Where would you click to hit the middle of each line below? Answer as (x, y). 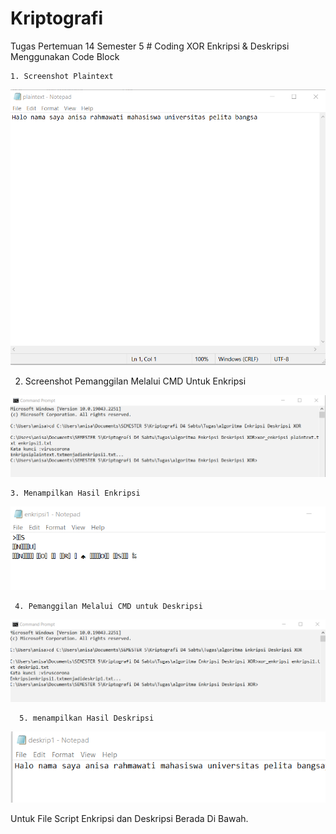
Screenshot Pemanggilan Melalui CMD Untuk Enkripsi (135, 381)
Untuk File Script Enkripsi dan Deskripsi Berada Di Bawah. (129, 818)
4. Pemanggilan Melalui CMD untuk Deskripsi (108, 607)
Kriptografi (56, 18)
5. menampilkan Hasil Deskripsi (87, 718)
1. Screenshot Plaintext (62, 76)
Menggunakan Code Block (65, 56)
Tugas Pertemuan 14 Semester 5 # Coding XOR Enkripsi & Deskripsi (150, 46)
